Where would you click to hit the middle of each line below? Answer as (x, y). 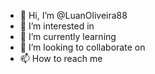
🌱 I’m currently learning (68, 36)
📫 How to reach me (61, 58)
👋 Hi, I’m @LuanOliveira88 (73, 15)
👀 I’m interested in (57, 26)
